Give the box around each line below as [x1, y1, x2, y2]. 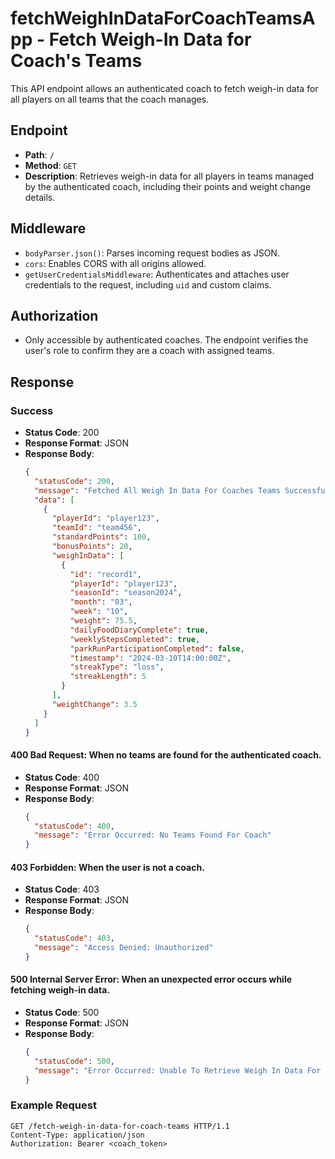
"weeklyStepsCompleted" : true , [69, 634, 201, 644]
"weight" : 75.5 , [69, 616, 138, 626]
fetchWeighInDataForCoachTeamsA [10, 7, 316, 30]
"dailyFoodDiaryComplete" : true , [69, 625, 210, 635]
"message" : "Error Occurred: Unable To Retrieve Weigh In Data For [34, 1065, 322, 1076]
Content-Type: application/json [10, 1130, 145, 1140]
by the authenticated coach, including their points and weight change [24, 180, 312, 192]
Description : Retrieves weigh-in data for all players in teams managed [24, 170, 315, 182]
